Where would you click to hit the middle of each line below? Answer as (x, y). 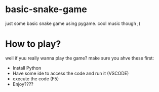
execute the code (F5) (36, 79)
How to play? (33, 44)
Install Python (27, 68)
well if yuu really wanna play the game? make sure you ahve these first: (80, 58)
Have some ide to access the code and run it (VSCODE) (71, 73)
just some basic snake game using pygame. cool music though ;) (73, 23)
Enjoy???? (23, 84)
